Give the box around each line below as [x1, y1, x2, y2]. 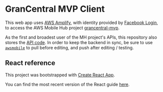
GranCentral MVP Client [5, 3, 105, 15]
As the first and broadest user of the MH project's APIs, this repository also [5, 34, 157, 40]
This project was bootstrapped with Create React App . [5, 72, 115, 78]
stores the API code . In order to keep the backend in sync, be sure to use [5, 39, 153, 45]
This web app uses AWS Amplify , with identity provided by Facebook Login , [5, 20, 158, 25]
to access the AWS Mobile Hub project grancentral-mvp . [5, 24, 120, 30]
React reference [5, 59, 55, 67]
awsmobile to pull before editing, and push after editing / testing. [5, 45, 134, 50]
